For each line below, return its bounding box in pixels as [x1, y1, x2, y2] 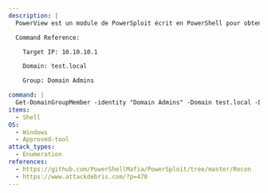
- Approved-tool [15, 136, 69, 144]
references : [8, 158, 48, 166]
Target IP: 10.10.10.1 [22, 48, 98, 56]
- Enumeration [15, 151, 62, 159]
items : [8, 105, 30, 114]
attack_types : [8, 143, 56, 152]
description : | [8, 11, 59, 20]
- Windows [15, 128, 48, 136]
